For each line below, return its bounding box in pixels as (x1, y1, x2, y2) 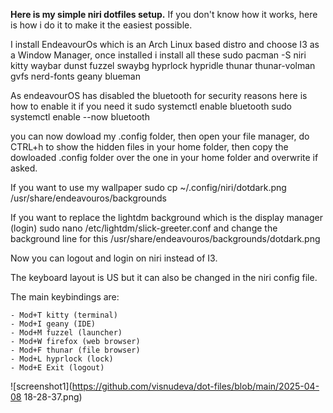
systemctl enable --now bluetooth (10, 111, 150, 123)
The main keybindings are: (10, 291, 120, 303)
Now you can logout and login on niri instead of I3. (10, 252, 218, 264)
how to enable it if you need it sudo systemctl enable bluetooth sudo (10, 100, 293, 112)
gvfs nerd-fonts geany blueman (10, 70, 141, 82)
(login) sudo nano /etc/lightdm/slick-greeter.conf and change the (10, 222, 278, 234)
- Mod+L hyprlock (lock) (10, 354, 114, 364)
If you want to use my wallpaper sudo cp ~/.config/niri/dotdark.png (10, 182, 287, 193)
